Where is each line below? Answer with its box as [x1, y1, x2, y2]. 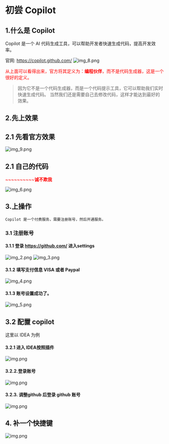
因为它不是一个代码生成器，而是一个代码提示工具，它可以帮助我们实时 [17, 85, 163, 91]
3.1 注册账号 [5, 230, 34, 237]
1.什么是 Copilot [5, 26, 55, 35]
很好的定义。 [5, 75, 32, 81]
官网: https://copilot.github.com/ [5, 57, 72, 63]
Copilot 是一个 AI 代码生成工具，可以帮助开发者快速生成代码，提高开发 [5, 41, 152, 46]
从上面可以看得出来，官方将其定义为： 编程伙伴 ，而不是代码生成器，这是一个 [5, 68, 164, 74]
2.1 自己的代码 [5, 162, 49, 171]
